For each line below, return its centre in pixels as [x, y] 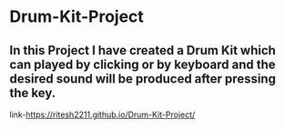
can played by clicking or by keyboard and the [142, 64]
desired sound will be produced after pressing [142, 79]
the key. [33, 93]
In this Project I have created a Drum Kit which [142, 50]
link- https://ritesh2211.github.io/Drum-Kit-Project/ [102, 114]
